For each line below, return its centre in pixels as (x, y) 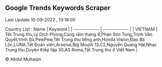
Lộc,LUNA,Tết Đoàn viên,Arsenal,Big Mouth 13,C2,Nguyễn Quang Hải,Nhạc (81, 44)
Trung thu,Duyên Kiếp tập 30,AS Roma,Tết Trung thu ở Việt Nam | (71, 50)
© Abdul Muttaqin (23, 59)
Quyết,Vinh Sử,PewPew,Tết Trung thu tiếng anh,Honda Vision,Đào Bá (75, 39)
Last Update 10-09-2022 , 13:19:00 (40, 19)
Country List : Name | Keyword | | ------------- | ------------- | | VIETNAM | (81, 29)
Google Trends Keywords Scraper (58, 8)
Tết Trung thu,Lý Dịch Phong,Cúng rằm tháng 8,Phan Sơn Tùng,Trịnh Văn (79, 34)
